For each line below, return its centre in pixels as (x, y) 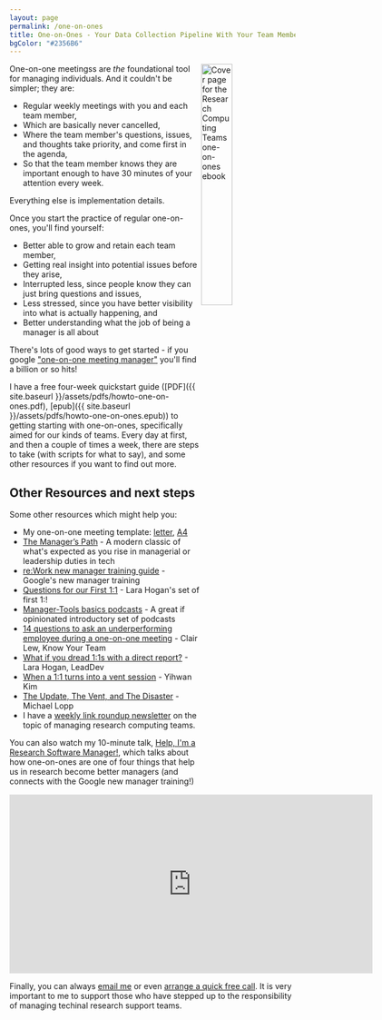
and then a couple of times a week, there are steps (104, 445)
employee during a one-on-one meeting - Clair (110, 639)
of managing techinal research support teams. (96, 1005)
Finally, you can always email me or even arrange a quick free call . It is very (151, 986)
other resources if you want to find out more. (93, 464)
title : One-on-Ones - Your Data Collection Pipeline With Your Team (142, 35)
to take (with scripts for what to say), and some (98, 454)
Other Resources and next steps (102, 493)
